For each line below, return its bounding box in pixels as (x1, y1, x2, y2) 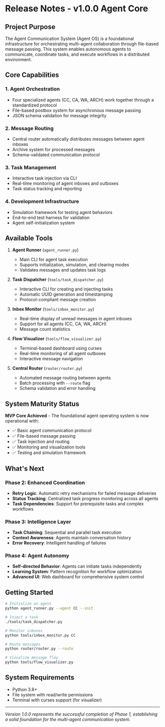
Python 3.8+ (12, 686, 38, 692)
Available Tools (5, 234, 53, 242)
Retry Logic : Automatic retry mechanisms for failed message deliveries (12, 490, 157, 496)
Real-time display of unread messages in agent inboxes (19, 316, 132, 322)
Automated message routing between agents (19, 375, 111, 381)
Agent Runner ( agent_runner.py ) (12, 247, 79, 253)
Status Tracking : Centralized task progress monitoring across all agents (12, 495, 159, 501)
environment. (5, 57, 32, 62)
